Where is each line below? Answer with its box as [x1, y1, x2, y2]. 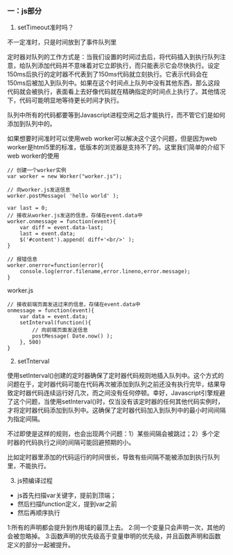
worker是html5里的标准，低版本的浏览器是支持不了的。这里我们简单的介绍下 [7, 143, 225, 151]
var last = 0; [7, 205, 49, 212]
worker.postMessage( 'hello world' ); [7, 192, 119, 199]
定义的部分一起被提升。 [7, 540, 74, 549]
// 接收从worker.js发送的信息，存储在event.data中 [7, 212, 144, 219]
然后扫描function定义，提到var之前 [17, 500, 118, 508]
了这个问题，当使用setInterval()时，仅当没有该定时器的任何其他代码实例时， [7, 397, 224, 406]
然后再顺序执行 [17, 508, 60, 517]
